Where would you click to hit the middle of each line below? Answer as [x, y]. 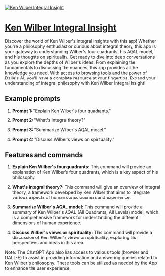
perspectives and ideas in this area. [48, 242]
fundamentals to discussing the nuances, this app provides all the [72, 67]
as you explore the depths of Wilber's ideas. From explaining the [70, 62]
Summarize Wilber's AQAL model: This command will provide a [77, 207]
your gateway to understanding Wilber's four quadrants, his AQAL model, [79, 51]
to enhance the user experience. [38, 268]
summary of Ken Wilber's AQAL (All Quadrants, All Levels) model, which [85, 212]
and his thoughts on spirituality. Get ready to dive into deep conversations [80, 57]
